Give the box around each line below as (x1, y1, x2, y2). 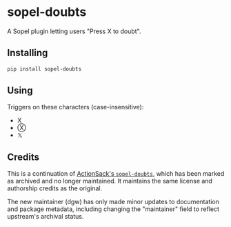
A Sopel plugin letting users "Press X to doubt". (7, 27, 141, 35)
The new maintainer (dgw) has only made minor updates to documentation (7, 198, 219, 206)
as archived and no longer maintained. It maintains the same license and (7, 177, 212, 185)
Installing (7, 47, 48, 59)
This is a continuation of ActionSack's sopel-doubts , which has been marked (7, 170, 225, 178)
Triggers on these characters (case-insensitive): (7, 103, 144, 111)
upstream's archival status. (7, 212, 84, 221)
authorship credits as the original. (7, 184, 103, 192)
